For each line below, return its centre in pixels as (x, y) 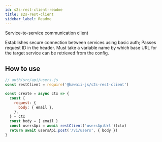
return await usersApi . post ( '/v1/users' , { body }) (64, 130)
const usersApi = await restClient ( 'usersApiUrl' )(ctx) (68, 126)
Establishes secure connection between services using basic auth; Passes (81, 43)
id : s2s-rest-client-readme (34, 10)
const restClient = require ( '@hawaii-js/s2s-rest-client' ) (67, 85)
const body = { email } (34, 121)
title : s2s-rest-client (30, 14)
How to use (23, 69)
